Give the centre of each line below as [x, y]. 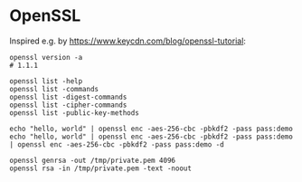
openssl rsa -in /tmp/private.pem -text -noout [101, 168]
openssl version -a [46, 57]
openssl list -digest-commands [68, 97]
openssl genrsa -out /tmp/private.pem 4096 [93, 160]
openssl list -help [46, 81]
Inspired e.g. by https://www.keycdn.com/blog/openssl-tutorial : [128, 41]
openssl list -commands [54, 89]
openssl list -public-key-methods [75, 113]
